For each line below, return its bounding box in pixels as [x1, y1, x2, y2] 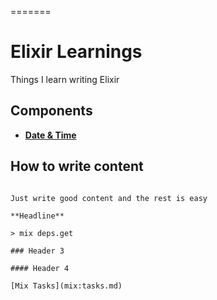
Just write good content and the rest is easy [10, 193, 208, 203]
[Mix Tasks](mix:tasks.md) [10, 281, 123, 291]
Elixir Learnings [10, 41, 143, 63]
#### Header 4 [10, 263, 70, 273]
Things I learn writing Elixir [10, 73, 120, 85]
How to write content [10, 158, 144, 175]
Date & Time [24, 129, 77, 141]
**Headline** [10, 211, 65, 221]
